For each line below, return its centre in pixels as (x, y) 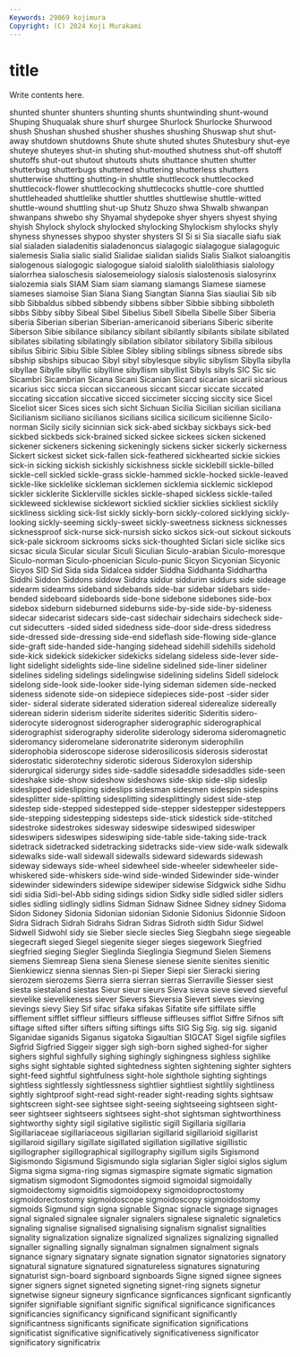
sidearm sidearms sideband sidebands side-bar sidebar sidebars (129, 590)
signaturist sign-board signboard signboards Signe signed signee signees (146, 1276)
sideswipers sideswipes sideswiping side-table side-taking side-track (138, 837)
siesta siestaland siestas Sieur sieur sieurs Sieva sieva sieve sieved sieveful (149, 990)
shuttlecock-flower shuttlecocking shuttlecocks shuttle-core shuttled (137, 188)
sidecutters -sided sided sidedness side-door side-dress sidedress (147, 627)
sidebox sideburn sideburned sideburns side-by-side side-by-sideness (141, 608)
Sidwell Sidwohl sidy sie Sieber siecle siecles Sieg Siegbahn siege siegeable (150, 932)
